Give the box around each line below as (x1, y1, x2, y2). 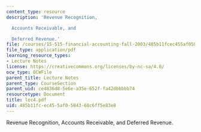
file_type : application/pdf (6, 47, 77, 53)
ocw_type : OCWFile (6, 69, 52, 75)
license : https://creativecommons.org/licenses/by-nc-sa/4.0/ (6, 63, 165, 69)
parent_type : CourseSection (6, 80, 77, 87)
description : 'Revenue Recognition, (6, 14, 98, 20)
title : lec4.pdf (6, 97, 47, 103)
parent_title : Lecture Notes (6, 75, 79, 81)
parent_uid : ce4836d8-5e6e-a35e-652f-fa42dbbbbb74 (6, 86, 135, 92)
